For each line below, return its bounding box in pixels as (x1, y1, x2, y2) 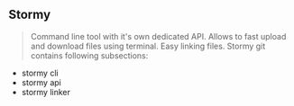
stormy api (21, 76, 62, 88)
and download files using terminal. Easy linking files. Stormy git (30, 40, 266, 51)
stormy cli (21, 67, 60, 78)
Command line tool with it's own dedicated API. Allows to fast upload (30, 31, 287, 41)
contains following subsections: (30, 49, 149, 61)
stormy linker (21, 86, 71, 97)
